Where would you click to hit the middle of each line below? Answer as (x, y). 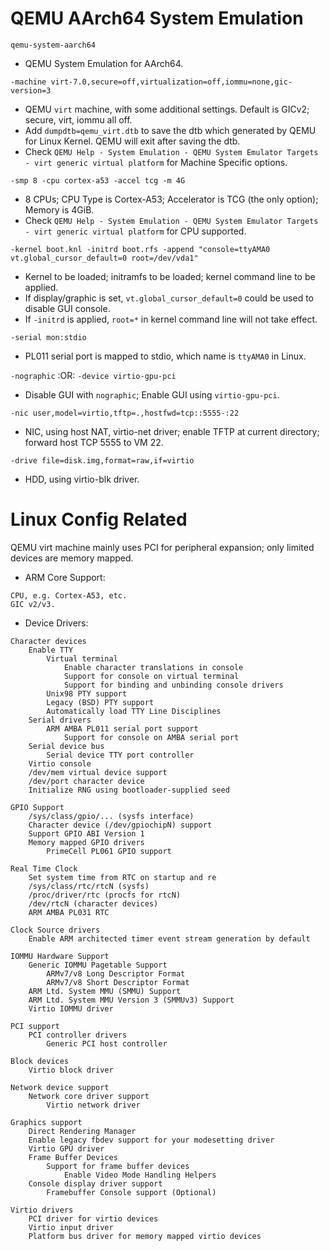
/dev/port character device (86, 781)
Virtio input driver (71, 1227)
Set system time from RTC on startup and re (122, 877)
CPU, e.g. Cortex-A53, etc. (69, 595)
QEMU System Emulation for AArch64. (104, 63)
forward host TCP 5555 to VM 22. (94, 442)
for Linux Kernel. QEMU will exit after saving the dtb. (132, 141)
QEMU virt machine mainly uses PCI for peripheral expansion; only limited (162, 547)
